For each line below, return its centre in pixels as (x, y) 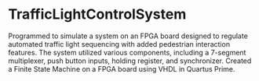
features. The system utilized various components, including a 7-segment (127, 52)
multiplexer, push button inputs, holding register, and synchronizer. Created (130, 61)
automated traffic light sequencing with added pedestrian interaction (119, 44)
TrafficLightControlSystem (97, 14)
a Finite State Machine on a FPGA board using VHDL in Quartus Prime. (122, 69)
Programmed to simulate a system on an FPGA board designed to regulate (128, 36)
